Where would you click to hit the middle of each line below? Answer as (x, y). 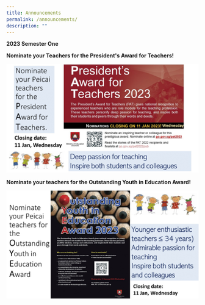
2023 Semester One (33, 44)
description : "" (27, 26)
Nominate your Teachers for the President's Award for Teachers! (90, 56)
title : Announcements (34, 13)
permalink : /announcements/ (42, 19)
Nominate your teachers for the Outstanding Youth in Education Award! (99, 182)
